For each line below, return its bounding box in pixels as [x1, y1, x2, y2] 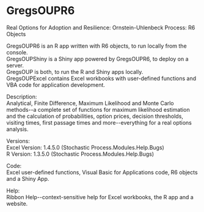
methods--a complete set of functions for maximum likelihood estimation [6, 106, 191, 113]
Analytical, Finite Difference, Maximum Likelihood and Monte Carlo [6, 99, 174, 107]
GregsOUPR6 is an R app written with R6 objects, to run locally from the [6, 42, 188, 49]
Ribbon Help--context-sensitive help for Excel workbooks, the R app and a [6, 193, 194, 200]
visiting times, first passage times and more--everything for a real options [6, 119, 192, 126]
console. [6, 48, 29, 56]
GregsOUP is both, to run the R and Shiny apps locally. [6, 68, 144, 75]
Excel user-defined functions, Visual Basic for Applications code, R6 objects [6, 169, 198, 176]
